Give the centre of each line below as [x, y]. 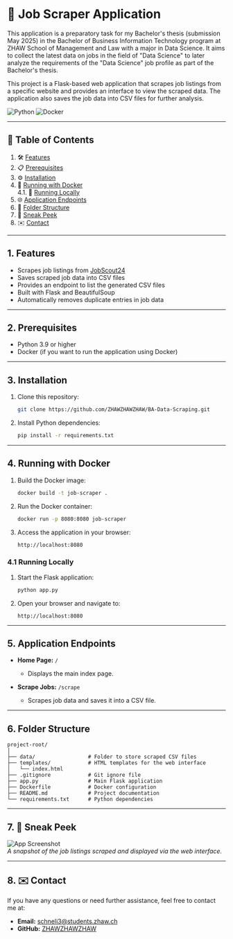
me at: [16, 908]
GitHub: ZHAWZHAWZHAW [57, 929]
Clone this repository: [48, 397]
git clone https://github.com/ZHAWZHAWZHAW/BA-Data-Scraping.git [113, 410]
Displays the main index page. [70, 674]
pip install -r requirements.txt [66, 436]
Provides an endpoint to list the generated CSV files [91, 285]
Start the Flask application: [55, 577]
